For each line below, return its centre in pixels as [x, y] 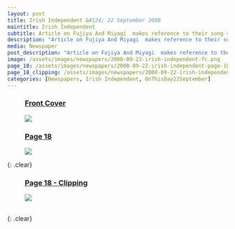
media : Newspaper [33, 46]
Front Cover [45, 104]
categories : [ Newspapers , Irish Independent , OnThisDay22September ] [109, 79]
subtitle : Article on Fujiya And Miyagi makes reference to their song [115, 33]
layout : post [26, 14]
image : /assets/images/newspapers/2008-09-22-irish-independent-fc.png [114, 60]
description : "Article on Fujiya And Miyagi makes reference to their [114, 40]
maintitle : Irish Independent [51, 27]
